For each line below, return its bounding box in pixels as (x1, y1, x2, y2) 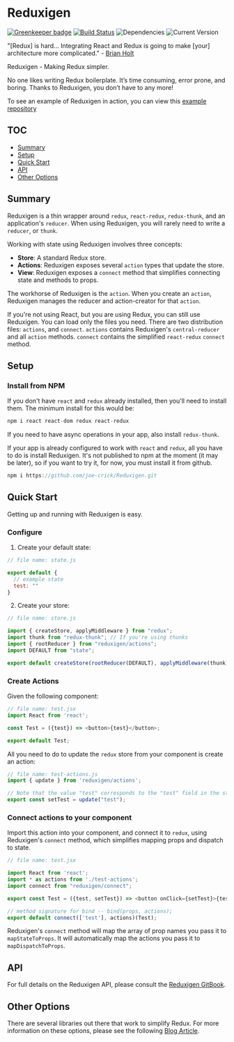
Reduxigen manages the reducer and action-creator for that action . (7, 297, 201, 305)
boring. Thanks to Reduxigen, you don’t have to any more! (7, 83, 174, 91)
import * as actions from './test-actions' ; (7, 876, 139, 884)
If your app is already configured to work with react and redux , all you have (7, 444, 223, 452)
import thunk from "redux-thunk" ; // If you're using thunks (7, 634, 189, 641)
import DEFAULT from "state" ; (7, 647, 95, 654)
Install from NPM (7, 380, 65, 390)
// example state (13, 576, 64, 583)
